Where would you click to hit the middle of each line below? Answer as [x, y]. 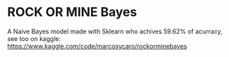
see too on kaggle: [34, 38]
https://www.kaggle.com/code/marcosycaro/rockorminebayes [97, 46]
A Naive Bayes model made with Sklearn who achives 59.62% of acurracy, [115, 31]
